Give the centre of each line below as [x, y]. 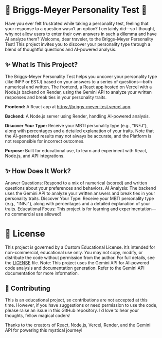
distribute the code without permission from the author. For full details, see [80, 258]
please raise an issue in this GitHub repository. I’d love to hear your [72, 310]
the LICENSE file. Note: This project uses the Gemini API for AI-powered [77, 262]
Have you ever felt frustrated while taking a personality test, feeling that [77, 23]
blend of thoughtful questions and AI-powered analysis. [61, 49]
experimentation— [137, 209]
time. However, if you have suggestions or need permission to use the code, [81, 305]
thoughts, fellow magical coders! [38, 316]
